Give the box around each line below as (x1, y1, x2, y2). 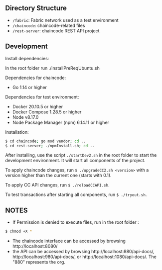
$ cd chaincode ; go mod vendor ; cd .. (5, 139, 86, 144)
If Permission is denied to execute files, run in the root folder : (12, 219, 140, 225)
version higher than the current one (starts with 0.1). (5, 173, 112, 179)
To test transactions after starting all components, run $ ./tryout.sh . (5, 191, 147, 198)
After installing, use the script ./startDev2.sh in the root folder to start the (5, 152, 157, 158)
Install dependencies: (5, 55, 49, 61)
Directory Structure (5, 4, 67, 12)
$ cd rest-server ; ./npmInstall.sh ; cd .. (5, 143, 95, 148)
